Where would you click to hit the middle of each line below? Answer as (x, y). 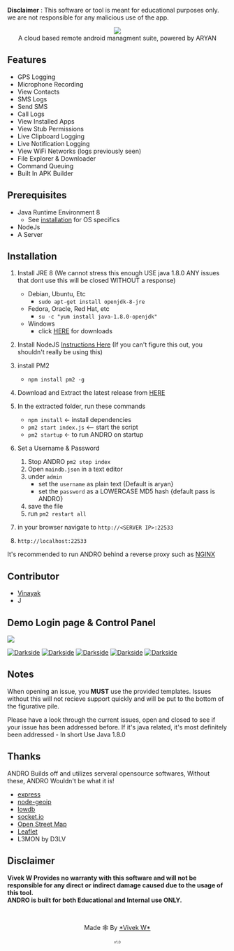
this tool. (20, 892)
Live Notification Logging (53, 143)
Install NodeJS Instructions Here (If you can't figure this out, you (110, 344)
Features (27, 60)
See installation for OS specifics (74, 219)
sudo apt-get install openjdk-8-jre (92, 302)
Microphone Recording (50, 84)
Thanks (24, 756)
